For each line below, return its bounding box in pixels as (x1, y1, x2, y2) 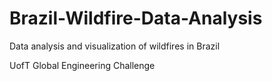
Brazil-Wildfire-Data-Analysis (9, 7, 263, 30)
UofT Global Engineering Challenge (9, 59, 156, 71)
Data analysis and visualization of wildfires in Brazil (9, 40, 221, 52)
